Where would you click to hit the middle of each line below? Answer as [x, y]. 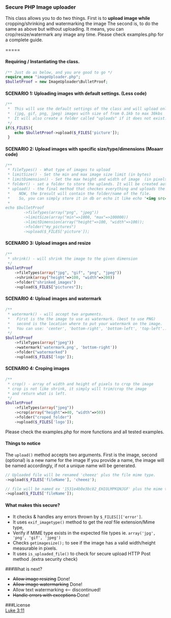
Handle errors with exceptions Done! [51, 595]
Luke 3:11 [15, 610]
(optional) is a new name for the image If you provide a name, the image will [85, 460]
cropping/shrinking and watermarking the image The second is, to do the [82, 23]
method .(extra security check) [45, 559]
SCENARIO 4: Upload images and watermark [53, 299]
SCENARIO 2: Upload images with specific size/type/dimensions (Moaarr [84, 149]
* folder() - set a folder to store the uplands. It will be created [83, 184]
